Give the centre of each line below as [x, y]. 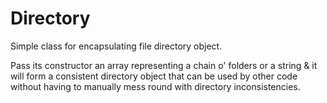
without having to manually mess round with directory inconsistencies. [155, 86]
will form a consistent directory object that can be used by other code [154, 76]
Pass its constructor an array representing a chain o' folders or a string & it [164, 65]
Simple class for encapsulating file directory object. [116, 46]
